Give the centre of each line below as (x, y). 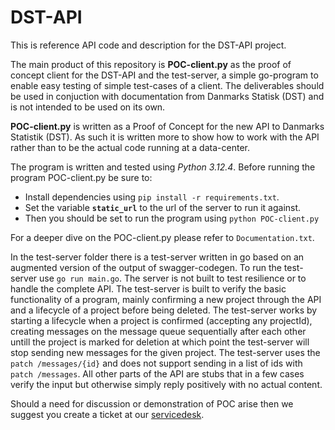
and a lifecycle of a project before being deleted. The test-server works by (164, 310)
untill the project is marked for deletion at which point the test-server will (160, 342)
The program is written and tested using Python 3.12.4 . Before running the (163, 167)
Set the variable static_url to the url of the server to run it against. (163, 207)
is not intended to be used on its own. (88, 107)
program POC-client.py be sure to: (81, 177)
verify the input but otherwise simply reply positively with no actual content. (166, 384)
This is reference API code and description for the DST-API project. (148, 45)
